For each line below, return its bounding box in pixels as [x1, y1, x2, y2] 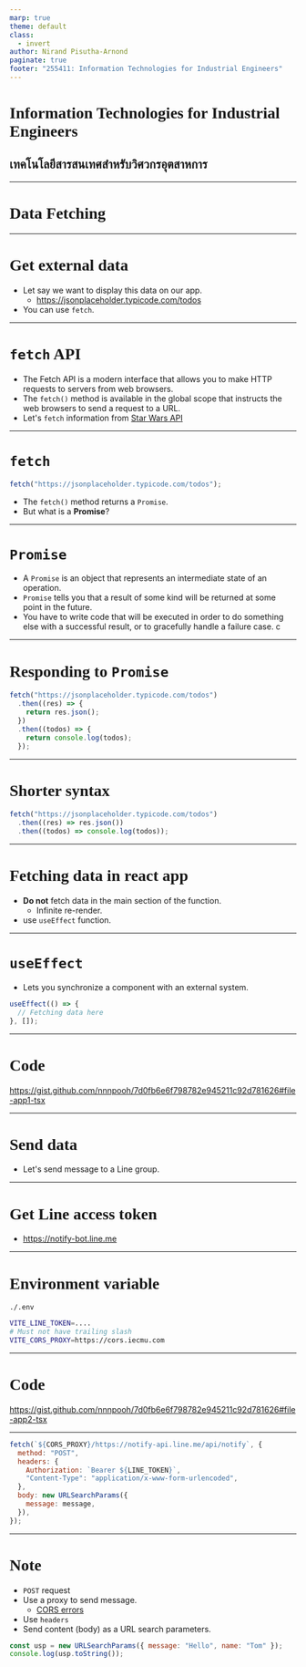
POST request [22, 1584, 71, 1596]
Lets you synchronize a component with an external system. [22, 981, 249, 992]
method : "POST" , [17, 1448, 79, 1457]
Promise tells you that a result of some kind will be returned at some [22, 592, 276, 603]
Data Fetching [9, 204, 107, 223]
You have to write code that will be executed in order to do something [22, 612, 284, 623]
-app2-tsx [9, 1413, 47, 1424]
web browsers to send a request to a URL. [22, 402, 181, 413]
